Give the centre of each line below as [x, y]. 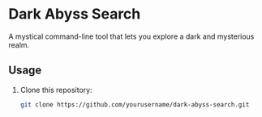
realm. [19, 44]
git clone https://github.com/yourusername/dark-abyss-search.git [135, 104]
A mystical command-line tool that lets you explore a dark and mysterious [131, 36]
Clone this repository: [56, 90]
